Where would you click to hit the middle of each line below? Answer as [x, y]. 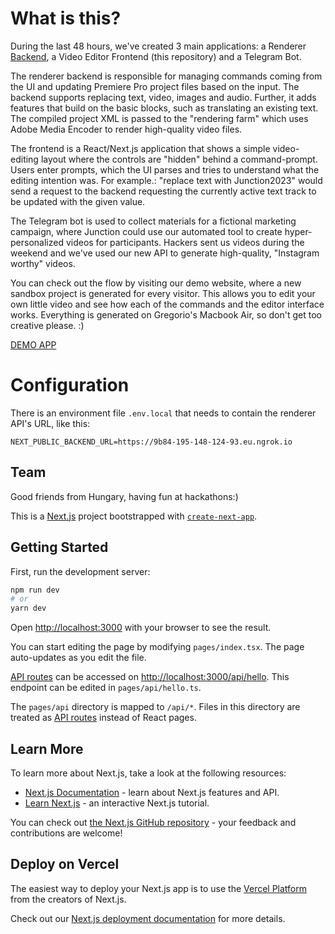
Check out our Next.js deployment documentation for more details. [148, 918]
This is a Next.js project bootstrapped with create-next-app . [134, 516]
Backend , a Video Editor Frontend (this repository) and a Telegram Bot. [156, 56]
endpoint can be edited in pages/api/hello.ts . [106, 688]
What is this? [66, 18]
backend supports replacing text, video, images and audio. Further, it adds [163, 97]
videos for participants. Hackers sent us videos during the [185, 242]
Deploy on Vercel [65, 864]
